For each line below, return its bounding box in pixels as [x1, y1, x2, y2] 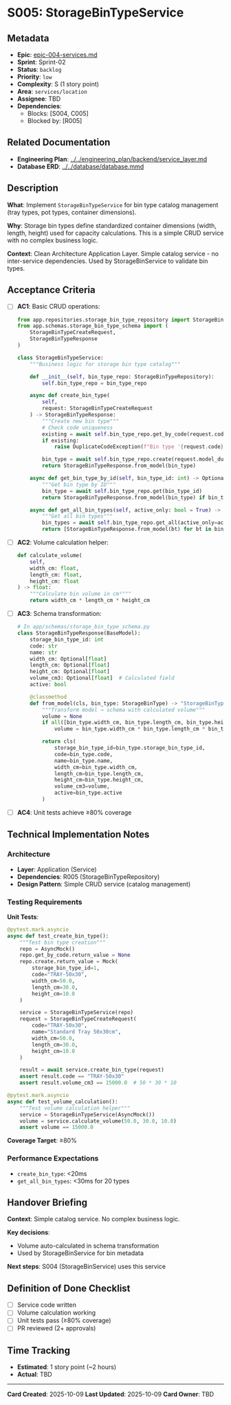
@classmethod [30, 693, 67, 700]
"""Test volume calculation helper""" [19, 1105, 131, 1112]
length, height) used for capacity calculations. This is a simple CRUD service [7, 229, 224, 237]
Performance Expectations [7, 1154, 99, 1163]
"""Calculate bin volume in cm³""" [30, 590, 132, 598]
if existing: [42, 437, 79, 444]
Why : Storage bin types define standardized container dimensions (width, [7, 221, 217, 229]
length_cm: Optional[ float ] [30, 661, 110, 669]
